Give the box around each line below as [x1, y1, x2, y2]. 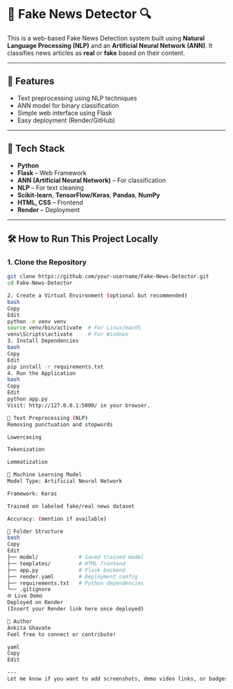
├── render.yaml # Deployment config [7, 573, 138, 580]
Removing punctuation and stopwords [7, 421, 113, 428]
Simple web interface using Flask [17, 108, 112, 117]
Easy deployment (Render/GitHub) [17, 116, 116, 124]
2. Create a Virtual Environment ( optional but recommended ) [7, 292, 188, 299]
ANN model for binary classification [17, 101, 119, 109]
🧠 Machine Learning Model [7, 471, 82, 478]
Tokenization [7, 446, 45, 453]
